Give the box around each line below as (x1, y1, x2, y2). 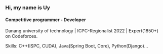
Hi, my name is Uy (5, 4, 51, 11)
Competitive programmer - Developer (5, 17, 86, 23)
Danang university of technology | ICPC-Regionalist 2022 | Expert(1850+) (5, 28, 158, 34)
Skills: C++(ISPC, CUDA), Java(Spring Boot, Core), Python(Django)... (5, 43, 148, 49)
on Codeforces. (5, 33, 38, 39)
